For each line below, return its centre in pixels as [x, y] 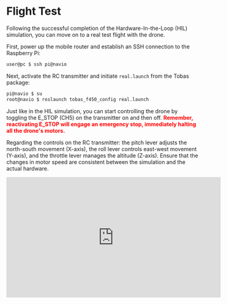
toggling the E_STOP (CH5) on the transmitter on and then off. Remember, [100, 117]
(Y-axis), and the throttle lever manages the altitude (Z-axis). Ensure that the [102, 155]
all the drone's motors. [36, 130]
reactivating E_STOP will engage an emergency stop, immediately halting [101, 124]
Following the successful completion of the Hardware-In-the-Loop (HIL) [97, 28]
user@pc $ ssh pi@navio [37, 64]
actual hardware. [28, 168]
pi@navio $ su [24, 94]
